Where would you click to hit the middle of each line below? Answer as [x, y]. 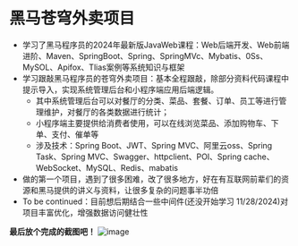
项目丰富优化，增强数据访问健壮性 [85, 212]
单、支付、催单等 [67, 134]
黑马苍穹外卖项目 [72, 18]
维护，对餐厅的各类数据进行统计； [106, 112]
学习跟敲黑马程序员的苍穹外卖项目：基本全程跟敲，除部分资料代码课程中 [155, 78]
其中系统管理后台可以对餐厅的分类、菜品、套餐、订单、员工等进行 [157, 100]
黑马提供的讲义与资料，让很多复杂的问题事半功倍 [128, 190]
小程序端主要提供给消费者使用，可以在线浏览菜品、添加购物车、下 [157, 123]
